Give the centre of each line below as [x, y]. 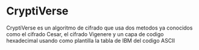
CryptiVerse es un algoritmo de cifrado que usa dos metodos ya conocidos [99, 28]
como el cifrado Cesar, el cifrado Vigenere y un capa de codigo [85, 34]
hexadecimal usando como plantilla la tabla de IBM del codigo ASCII [90, 40]
